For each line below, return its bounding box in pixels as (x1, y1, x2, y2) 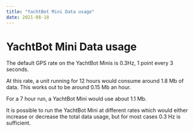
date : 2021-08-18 (6, 14, 50, 20)
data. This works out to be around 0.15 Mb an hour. (6, 84, 131, 91)
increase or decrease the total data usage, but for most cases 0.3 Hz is (6, 113, 181, 120)
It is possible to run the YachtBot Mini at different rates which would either (6, 107, 188, 114)
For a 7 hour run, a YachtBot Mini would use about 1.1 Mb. (6, 95, 147, 102)
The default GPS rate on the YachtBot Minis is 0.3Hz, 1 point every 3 (6, 60, 174, 67)
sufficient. (6, 120, 31, 127)
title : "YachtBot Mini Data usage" (6, 8, 95, 15)
